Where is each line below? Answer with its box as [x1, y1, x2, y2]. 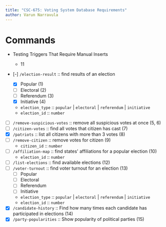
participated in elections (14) [12, 211, 73, 217]
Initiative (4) [20, 98, 46, 105]
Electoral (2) [20, 87, 47, 93]
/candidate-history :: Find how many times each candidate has [12, 205, 147, 211]
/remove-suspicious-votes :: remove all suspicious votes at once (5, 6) [12, 119, 161, 126]
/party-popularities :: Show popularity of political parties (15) [12, 216, 144, 222]
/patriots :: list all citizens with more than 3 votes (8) [12, 131, 126, 137]
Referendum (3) [20, 93, 54, 99]
